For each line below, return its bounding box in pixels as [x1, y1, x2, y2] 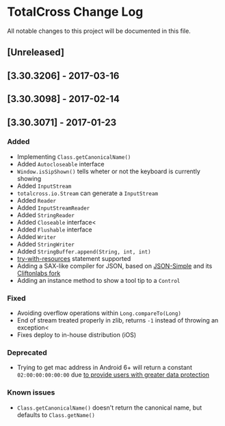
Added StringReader [16, 210, 75, 219]
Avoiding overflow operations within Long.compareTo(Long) [16, 309, 181, 317]
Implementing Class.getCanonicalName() [16, 152, 131, 161]
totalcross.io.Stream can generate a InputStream [16, 189, 159, 197]
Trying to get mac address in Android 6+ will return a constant [16, 364, 193, 372]
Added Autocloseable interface [16, 160, 105, 168]
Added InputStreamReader [16, 203, 90, 212]
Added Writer [16, 232, 57, 240]
